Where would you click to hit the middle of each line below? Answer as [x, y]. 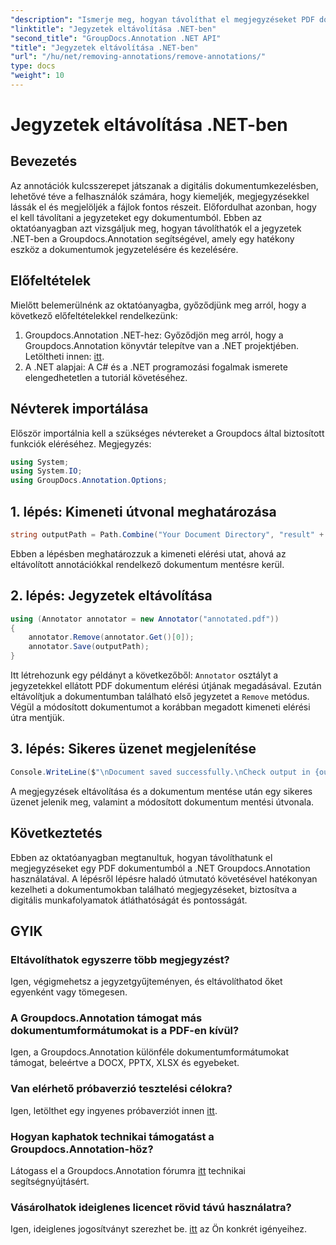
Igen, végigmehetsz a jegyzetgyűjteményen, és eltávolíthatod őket [146, 982]
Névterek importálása [79, 409]
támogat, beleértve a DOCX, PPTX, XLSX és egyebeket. [125, 1063]
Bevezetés [44, 161]
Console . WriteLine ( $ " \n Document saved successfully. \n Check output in [160, 772]
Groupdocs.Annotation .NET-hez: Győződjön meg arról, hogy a [154, 335]
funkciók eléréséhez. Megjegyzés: [81, 443]
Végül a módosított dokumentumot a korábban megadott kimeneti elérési [160, 707]
